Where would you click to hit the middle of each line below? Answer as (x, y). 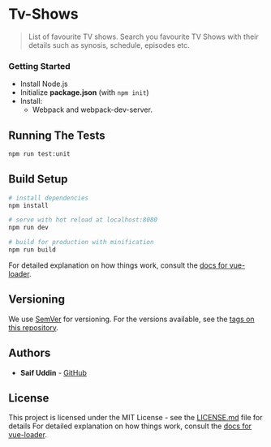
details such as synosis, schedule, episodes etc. (109, 45)
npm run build (32, 250)
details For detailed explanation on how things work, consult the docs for (130, 426)
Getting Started (39, 66)
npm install (28, 205)
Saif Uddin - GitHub (54, 372)
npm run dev (28, 228)
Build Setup (38, 179)
